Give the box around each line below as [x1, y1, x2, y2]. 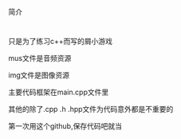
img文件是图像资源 [8, 70, 70, 80]
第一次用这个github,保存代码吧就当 [8, 121, 122, 131]
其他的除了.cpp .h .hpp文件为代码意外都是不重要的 [8, 105, 174, 114]
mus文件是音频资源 [8, 54, 72, 63]
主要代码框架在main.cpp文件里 [8, 87, 109, 97]
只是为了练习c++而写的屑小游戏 [8, 37, 113, 46]
